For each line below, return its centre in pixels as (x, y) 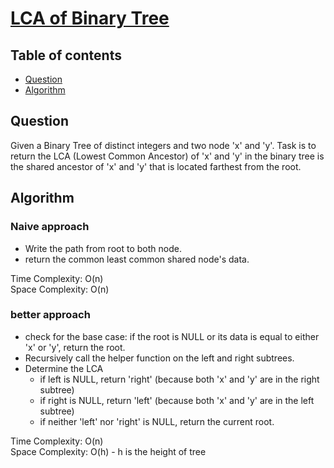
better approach (50, 315)
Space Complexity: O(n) (60, 289)
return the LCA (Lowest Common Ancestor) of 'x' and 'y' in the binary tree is (167, 156)
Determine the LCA (64, 368)
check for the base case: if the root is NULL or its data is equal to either (172, 336)
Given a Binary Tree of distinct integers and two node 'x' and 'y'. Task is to (163, 145)
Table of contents (66, 55)
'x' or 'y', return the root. (75, 347)
